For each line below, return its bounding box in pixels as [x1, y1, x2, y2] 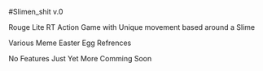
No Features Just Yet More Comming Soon [8, 54, 152, 63]
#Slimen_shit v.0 [8, 7, 64, 16]
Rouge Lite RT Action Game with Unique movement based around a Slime [8, 23, 255, 31]
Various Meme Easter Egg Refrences [8, 38, 132, 48]
